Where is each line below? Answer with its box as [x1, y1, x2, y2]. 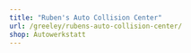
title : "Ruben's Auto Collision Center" [9, 13, 163, 22]
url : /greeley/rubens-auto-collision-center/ [9, 22, 182, 31]
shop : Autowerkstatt [9, 30, 87, 39]
